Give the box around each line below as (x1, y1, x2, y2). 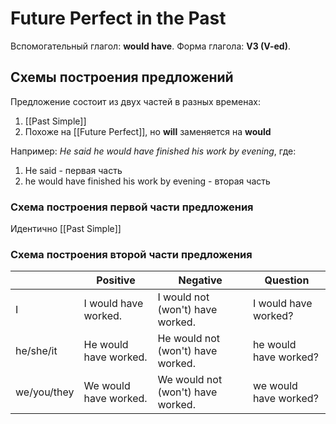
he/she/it (15, 344, 58, 358)
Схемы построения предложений (10, 69, 234, 86)
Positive (96, 273, 136, 287)
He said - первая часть (24, 164, 123, 176)
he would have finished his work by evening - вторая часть (24, 175, 271, 187)
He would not (157, 332, 221, 346)
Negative (178, 273, 223, 287)
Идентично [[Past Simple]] (10, 223, 122, 235)
